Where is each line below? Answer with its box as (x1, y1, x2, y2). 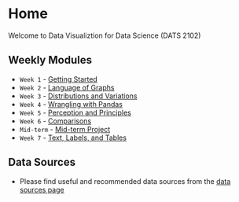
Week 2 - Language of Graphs (19, 83, 115, 92)
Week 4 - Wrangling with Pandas (19, 99, 123, 108)
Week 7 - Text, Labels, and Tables (19, 133, 127, 142)
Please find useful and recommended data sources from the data (19, 176, 231, 185)
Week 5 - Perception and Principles (19, 108, 132, 117)
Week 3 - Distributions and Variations (19, 91, 138, 101)
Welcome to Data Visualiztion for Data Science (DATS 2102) (8, 31, 201, 40)
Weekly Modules (8, 53, 93, 67)
